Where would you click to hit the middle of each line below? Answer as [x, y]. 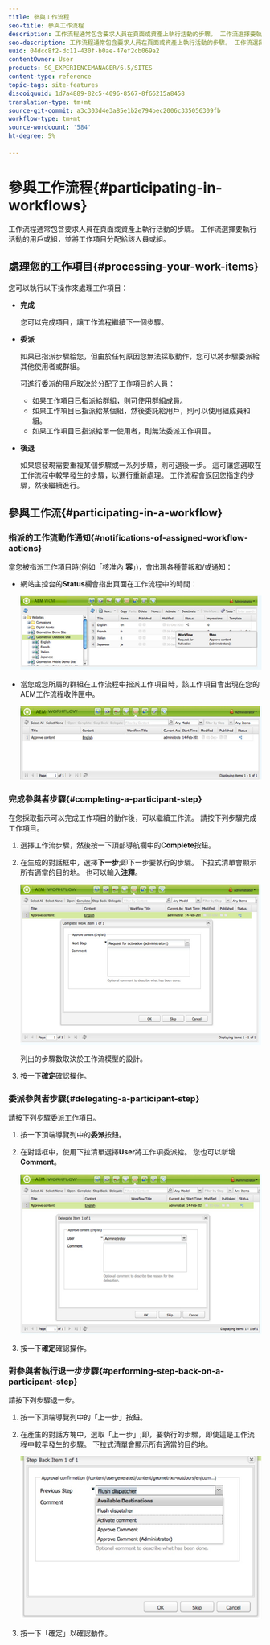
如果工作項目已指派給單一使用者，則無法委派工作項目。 [123, 430]
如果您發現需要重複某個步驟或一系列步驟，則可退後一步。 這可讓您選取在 [141, 465]
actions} [25, 548]
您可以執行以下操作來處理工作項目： [68, 288]
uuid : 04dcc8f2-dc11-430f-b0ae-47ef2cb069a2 [84, 51]
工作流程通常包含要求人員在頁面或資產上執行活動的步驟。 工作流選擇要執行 [133, 229]
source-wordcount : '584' [50, 128]
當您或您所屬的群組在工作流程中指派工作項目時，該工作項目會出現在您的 [139, 684]
